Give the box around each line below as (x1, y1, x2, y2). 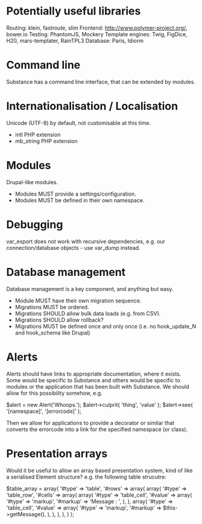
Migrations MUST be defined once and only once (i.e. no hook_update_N (14, 322, 197, 330)
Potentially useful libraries (6, 4, 141, 18)
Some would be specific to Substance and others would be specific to (6, 376, 181, 384)
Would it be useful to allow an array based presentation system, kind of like (6, 467, 193, 474)
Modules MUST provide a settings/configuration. (14, 190, 137, 197)
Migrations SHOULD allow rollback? (14, 316, 104, 324)
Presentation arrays (6, 447, 108, 460)
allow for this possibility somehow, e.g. (6, 389, 103, 397)
